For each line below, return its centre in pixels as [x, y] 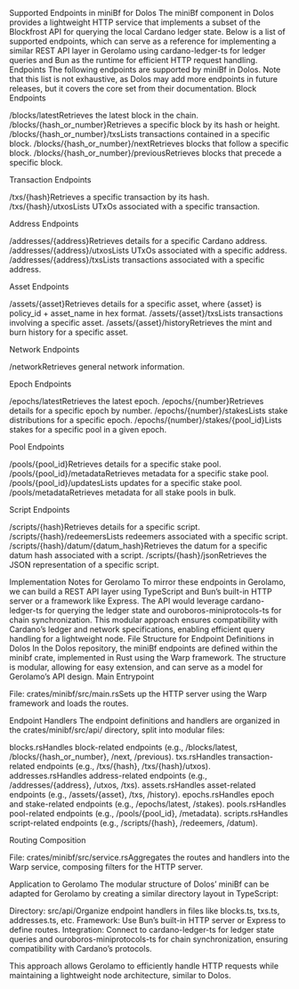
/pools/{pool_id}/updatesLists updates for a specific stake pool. [126, 483]
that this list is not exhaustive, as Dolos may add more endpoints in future [144, 79]
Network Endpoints [44, 349]
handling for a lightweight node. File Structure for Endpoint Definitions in [141, 639]
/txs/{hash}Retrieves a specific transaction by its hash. [109, 197]
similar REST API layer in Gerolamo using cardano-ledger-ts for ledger [137, 51]
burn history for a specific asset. [69, 332]
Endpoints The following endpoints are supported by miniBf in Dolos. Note [145, 69]
